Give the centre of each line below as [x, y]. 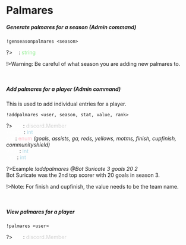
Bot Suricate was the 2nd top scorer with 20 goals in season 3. [83, 175]
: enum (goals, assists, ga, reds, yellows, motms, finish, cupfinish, [96, 139]
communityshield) [28, 145]
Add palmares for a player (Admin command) [63, 89]
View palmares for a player [40, 212]
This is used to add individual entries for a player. [66, 104]
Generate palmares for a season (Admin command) [71, 27]
